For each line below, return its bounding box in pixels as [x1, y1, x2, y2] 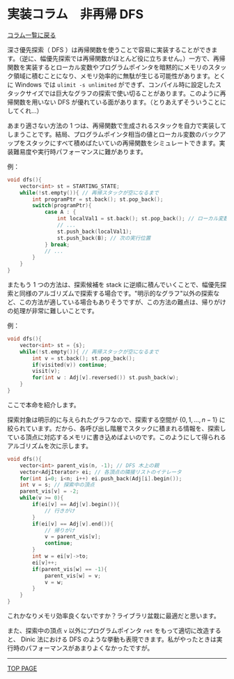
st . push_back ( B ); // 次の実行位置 [56, 234, 151, 241]
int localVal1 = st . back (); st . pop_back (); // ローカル [56, 215, 219, 222]
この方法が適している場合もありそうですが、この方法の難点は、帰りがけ [19, 298, 226, 307]
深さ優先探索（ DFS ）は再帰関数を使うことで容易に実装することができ [7, 45, 212, 54]
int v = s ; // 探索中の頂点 [19, 482, 95, 489]
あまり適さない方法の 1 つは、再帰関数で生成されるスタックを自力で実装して [7, 121, 227, 130]
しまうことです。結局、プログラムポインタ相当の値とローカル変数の [7, 130, 202, 138]
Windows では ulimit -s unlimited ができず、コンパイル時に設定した [15, 80, 216, 89]
